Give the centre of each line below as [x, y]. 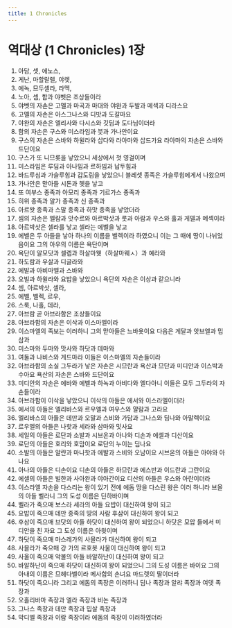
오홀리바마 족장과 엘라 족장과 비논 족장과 [72, 600]
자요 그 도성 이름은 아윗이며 [81, 530]
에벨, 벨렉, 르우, [39, 296]
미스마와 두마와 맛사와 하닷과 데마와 [66, 348]
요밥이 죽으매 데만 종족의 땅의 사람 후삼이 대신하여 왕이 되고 [98, 513]
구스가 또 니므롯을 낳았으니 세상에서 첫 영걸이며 [82, 158]
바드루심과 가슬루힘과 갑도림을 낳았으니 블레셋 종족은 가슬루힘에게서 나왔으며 [122, 175]
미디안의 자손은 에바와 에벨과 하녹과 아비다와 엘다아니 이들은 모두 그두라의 [118, 383]
